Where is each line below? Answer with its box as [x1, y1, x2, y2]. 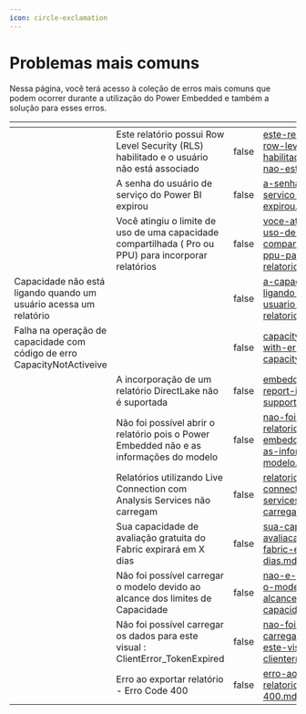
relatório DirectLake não [116, 384, 219, 397]
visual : [116, 640, 147, 653]
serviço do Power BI [116, 188, 202, 201]
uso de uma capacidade [116, 225, 219, 238]
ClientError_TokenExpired [116, 652, 225, 665]
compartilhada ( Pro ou [116, 237, 215, 250]
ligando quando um [14, 286, 97, 299]
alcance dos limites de [116, 592, 212, 605]
